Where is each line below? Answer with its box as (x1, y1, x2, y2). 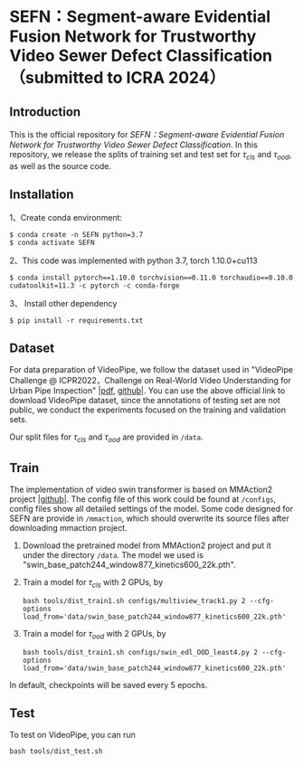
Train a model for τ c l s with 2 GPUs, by (22, 577, 164, 590)
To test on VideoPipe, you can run (9, 730, 136, 741)
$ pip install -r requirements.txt (9, 316, 144, 325)
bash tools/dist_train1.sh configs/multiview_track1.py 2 (22, 596, 246, 605)
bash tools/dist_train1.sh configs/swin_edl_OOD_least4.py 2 (22, 647, 259, 656)
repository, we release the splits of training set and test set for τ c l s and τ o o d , (9, 149, 292, 162)
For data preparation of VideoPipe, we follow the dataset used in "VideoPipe (9, 364, 294, 375)
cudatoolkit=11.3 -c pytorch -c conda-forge (9, 280, 180, 290)
